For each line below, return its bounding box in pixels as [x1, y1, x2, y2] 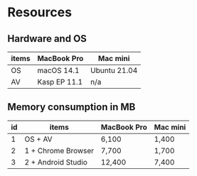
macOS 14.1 [37, 65, 80, 75]
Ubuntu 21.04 [90, 65, 138, 75]
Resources [7, 4, 73, 21]
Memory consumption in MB [7, 101, 136, 114]
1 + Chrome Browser [24, 145, 95, 155]
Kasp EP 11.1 [37, 77, 83, 87]
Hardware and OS [7, 33, 87, 45]
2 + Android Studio [24, 157, 87, 167]
